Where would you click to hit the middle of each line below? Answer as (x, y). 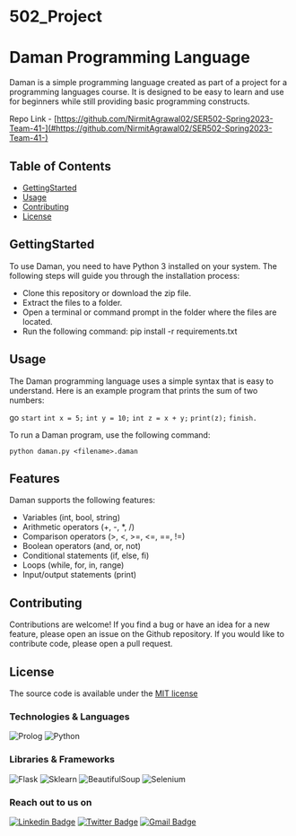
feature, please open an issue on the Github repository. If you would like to (147, 634)
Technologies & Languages (70, 717)
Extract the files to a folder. (72, 302)
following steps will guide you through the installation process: (125, 275)
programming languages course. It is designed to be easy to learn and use (147, 92)
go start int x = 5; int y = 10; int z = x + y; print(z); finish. (133, 417)
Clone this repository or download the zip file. (106, 292)
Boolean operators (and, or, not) (82, 546)
